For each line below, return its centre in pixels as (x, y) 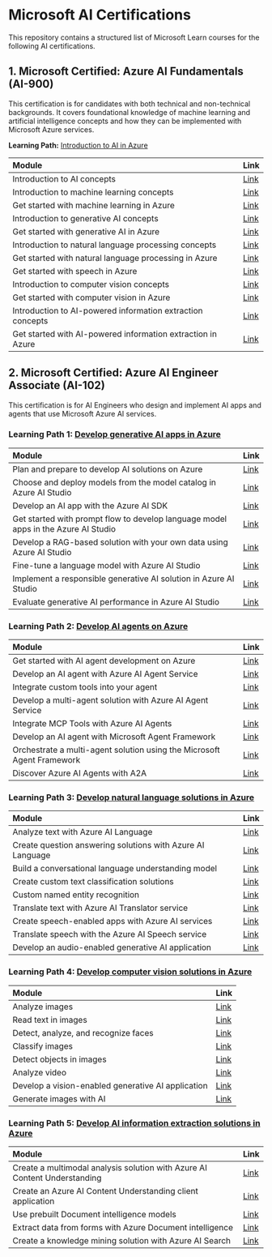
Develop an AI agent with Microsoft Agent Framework (114, 737)
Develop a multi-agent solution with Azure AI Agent (110, 700)
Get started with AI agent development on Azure (104, 661)
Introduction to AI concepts (64, 178)
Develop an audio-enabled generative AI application (112, 947)
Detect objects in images (59, 1059)
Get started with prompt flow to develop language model (120, 519)
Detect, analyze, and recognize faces (83, 1033)
